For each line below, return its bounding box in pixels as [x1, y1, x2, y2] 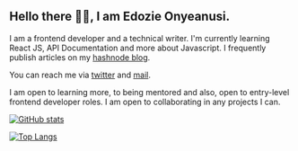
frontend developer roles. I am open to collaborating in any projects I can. [9, 96, 281, 107]
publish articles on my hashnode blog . [9, 51, 151, 63]
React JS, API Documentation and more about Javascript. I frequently [9, 42, 267, 53]
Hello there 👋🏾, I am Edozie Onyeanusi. [9, 9, 231, 24]
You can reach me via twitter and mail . [9, 69, 151, 80]
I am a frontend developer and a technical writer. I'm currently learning [9, 32, 271, 43]
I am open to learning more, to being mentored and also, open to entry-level [9, 86, 290, 97]
